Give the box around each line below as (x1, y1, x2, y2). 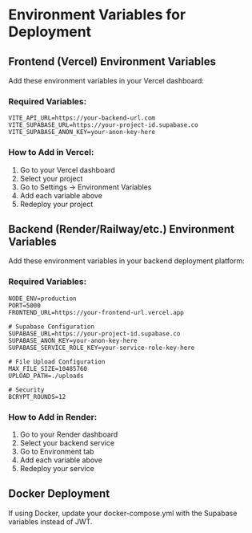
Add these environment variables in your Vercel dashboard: (8, 76, 204, 85)
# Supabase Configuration (8, 323, 94, 331)
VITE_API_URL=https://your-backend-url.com (8, 114, 156, 122)
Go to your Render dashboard (19, 429, 118, 439)
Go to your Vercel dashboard (19, 165, 116, 174)
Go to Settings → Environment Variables (19, 182, 152, 192)
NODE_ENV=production (8, 295, 78, 303)
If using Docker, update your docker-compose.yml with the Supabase (8, 508, 238, 518)
